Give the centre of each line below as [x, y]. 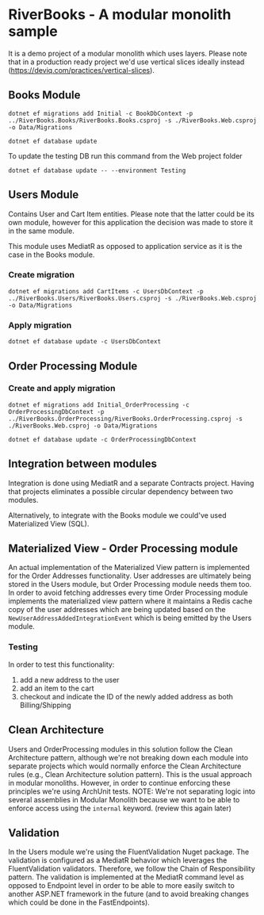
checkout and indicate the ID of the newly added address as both [126, 696]
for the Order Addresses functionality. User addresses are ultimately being [130, 576]
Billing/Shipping [45, 705]
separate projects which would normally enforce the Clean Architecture [125, 766]
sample [33, 31]
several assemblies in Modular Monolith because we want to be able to [124, 799]
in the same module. [42, 231]
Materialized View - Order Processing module [123, 549]
